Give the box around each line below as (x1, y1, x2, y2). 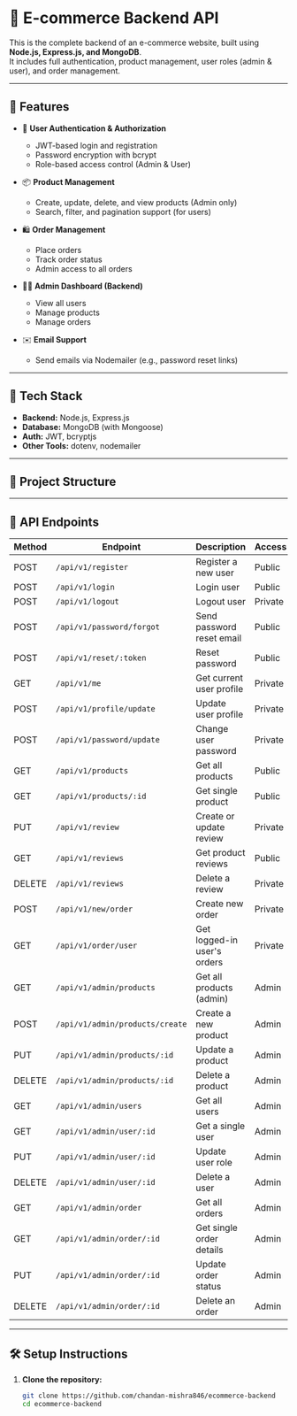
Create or (195, 810, 235, 822)
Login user (195, 581, 240, 594)
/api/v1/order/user (56, 941, 138, 950)
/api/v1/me (56, 679, 102, 689)
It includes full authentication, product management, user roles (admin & (9, 56, 272, 66)
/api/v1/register (56, 562, 129, 573)
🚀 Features (9, 99, 70, 114)
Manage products (34, 307, 100, 318)
